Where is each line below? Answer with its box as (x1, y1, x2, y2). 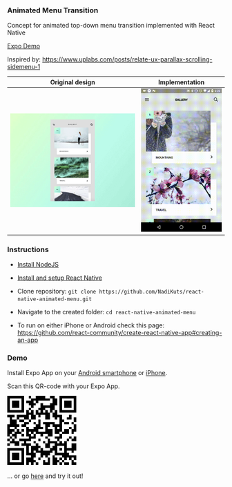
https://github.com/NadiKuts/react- (99, 289, 205, 296)
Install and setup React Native (17, 274, 102, 282)
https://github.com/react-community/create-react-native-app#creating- (17, 329, 222, 337)
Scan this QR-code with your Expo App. (7, 382, 120, 390)
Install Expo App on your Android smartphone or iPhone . (7, 369, 168, 377)
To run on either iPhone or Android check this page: (17, 321, 165, 330)
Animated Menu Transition (7, 6, 99, 15)
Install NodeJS (17, 260, 59, 269)
